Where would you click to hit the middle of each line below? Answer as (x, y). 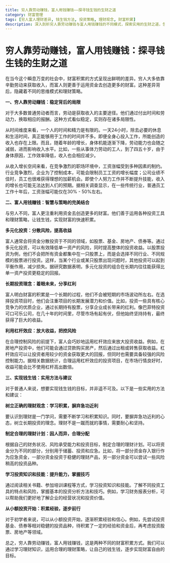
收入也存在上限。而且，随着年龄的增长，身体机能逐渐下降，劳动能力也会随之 (85, 143)
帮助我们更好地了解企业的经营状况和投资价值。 (58, 498)
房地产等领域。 (30, 532)
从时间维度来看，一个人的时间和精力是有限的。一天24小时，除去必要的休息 (83, 130)
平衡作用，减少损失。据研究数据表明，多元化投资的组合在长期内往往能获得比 (85, 267)
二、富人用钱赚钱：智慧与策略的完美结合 (47, 202)
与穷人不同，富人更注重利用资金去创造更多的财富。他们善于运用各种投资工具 (85, 213)
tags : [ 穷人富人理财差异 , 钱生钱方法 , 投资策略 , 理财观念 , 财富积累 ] (70, 19)
